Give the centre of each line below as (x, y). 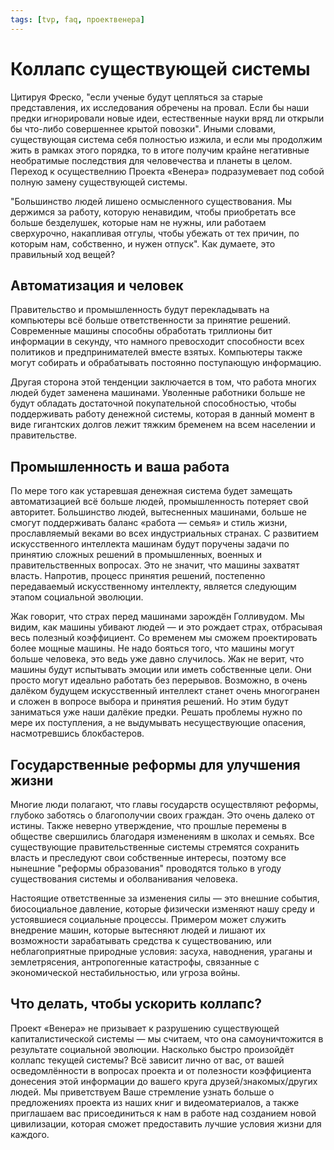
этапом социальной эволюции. (77, 597)
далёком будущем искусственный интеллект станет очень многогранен (165, 691)
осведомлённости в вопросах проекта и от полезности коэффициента (161, 1070)
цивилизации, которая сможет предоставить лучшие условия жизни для (166, 1123)
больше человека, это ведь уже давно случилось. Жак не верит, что (157, 659)
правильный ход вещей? (63, 254)
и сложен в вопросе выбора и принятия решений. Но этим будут (149, 702)
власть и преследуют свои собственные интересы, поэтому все (148, 857)
